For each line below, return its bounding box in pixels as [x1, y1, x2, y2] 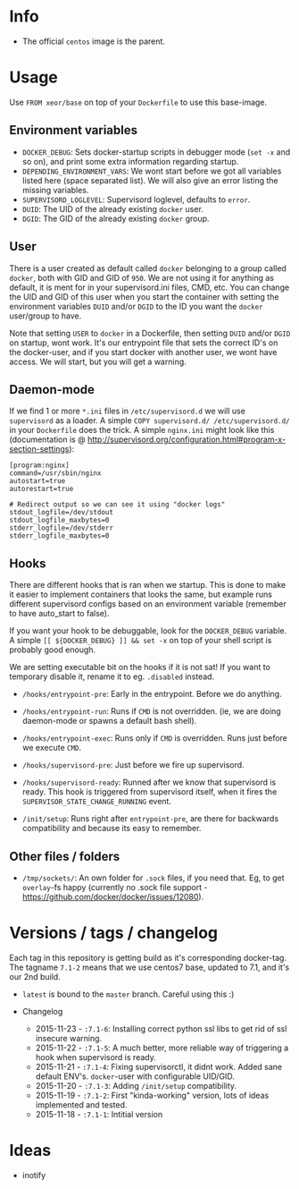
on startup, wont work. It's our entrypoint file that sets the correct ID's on [9, 337, 278, 348]
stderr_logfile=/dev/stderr [9, 523, 114, 533]
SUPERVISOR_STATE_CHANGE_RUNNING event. [21, 796, 172, 807]
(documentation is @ [9, 434, 87, 445]
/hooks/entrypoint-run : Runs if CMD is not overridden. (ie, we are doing [21, 706, 281, 717]
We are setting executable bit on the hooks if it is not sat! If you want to [9, 662, 270, 673]
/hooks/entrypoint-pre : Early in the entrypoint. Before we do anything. [21, 689, 283, 700]
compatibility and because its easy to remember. [21, 823, 202, 834]
